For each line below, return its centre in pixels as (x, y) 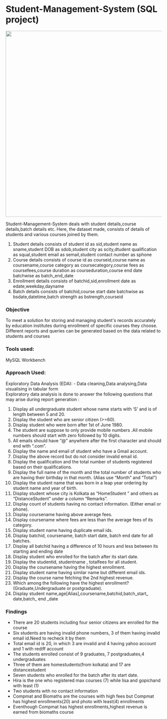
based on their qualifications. (42, 467)
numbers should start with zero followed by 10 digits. (67, 435)
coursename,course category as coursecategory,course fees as (78, 265)
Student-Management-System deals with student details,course (71, 224)
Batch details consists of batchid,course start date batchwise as (78, 291)
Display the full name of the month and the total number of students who (87, 472)
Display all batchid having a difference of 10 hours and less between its (85, 546)
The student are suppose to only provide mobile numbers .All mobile (83, 430)
